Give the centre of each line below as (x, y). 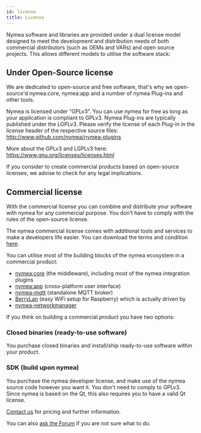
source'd (17, 93)
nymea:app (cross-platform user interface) (68, 286)
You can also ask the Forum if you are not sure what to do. (79, 423)
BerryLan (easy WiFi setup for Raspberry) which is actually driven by (100, 299)
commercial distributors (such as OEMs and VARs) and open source (90, 47)
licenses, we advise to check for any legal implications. (75, 173)
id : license (21, 12)
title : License (25, 17)
